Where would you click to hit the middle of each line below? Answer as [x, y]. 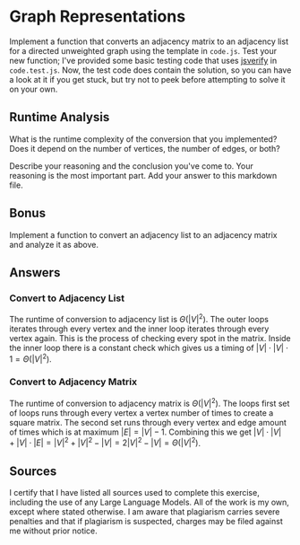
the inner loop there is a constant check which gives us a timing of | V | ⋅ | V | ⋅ [149, 347]
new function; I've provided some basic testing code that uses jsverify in [143, 60]
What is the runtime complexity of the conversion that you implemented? [143, 139]
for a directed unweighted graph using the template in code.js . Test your [143, 50]
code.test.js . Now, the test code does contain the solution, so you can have [150, 70]
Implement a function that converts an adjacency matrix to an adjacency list [149, 41]
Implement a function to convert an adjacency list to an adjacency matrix [143, 234]
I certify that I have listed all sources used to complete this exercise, [134, 492]
